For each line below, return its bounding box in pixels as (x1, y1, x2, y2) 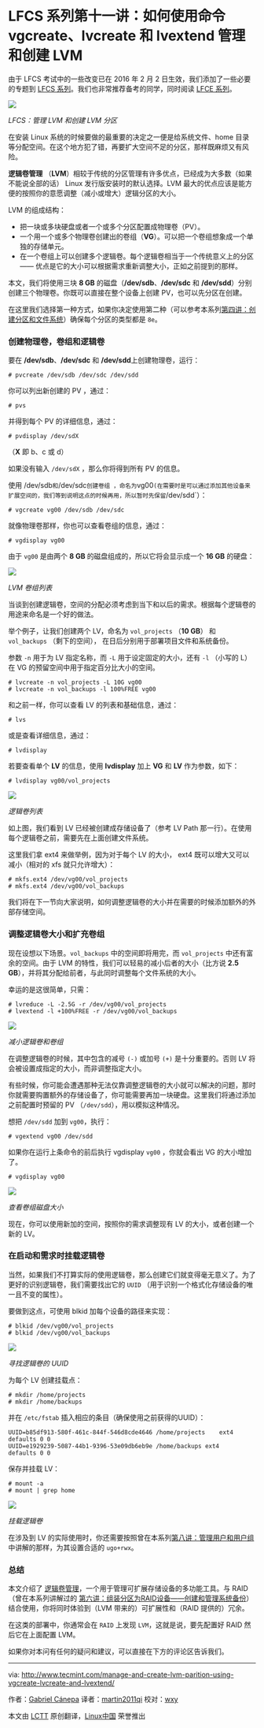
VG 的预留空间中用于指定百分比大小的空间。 (16, 663, 159, 672)
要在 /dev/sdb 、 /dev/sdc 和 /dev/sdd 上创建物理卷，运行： (8, 355, 200, 365)
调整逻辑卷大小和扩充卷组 (8, 929, 105, 940)
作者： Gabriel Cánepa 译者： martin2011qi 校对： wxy (8, 1695, 178, 1704)
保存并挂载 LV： (8, 1463, 60, 1473)
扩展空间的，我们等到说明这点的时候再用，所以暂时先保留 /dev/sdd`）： (8, 490, 207, 500)
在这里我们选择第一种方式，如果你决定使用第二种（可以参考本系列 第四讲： (8, 304, 249, 314)
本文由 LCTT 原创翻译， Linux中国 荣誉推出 (8, 1711, 146, 1721)
